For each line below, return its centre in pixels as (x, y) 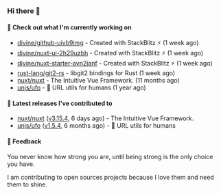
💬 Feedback (24, 141)
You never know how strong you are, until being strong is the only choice (110, 156)
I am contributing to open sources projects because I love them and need (110, 177)
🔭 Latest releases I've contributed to (60, 103)
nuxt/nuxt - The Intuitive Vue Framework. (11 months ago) (98, 81)
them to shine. (27, 184)
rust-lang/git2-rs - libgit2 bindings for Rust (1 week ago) (96, 73)
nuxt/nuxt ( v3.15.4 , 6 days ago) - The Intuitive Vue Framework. (105, 118)
